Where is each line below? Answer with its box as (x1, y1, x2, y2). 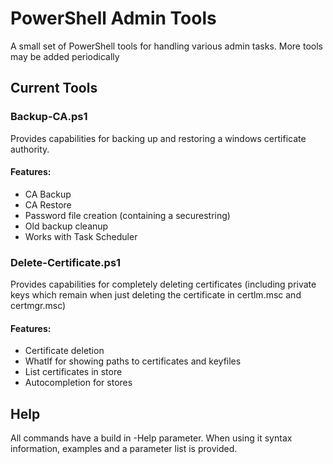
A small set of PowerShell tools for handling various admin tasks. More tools (10, 40, 323, 52)
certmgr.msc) (10, 300, 67, 312)
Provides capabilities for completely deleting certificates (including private (10, 278, 317, 291)
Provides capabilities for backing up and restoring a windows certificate (10, 132, 307, 144)
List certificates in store (24, 366, 123, 378)
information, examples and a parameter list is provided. (10, 443, 238, 455)
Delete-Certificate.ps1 (10, 255, 122, 269)
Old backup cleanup (24, 220, 109, 232)
